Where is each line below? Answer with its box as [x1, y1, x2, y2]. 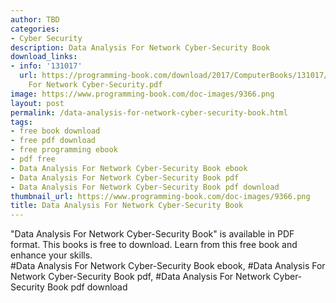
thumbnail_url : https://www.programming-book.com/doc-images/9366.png [10, 191, 311, 201]
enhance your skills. [10, 249, 93, 261]
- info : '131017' [10, 61, 83, 71]
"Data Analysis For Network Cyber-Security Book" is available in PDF [10, 228, 295, 240]
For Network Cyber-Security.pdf [28, 80, 163, 90]
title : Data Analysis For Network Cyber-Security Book [10, 201, 244, 211]
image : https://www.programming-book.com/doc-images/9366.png [10, 89, 275, 99]
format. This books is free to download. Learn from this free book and [10, 239, 298, 251]
